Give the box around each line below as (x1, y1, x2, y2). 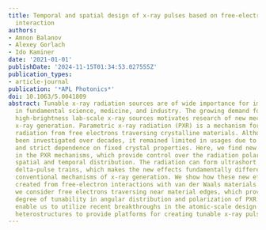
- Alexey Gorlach (8, 41, 66, 49)
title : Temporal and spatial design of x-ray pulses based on (8, 11, 218, 20)
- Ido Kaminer (8, 48, 55, 56)
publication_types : (8, 70, 73, 78)
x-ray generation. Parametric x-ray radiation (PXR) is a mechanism (15, 122, 246, 130)
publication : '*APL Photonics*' (8, 85, 115, 93)
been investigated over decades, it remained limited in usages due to (15, 136, 257, 145)
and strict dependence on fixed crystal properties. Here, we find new (15, 144, 257, 152)
